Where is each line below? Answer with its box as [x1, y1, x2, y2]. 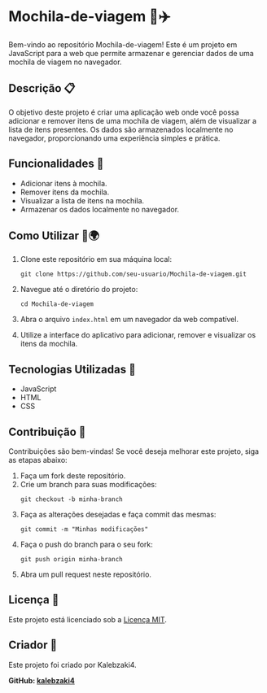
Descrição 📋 [8, 81, 76, 95]
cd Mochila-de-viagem [20, 300, 94, 308]
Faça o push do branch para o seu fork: [20, 539, 153, 549]
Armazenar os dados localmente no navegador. [20, 204, 180, 214]
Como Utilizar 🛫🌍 [8, 229, 100, 242]
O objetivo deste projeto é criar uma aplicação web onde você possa [8, 107, 239, 117]
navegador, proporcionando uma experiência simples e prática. [8, 133, 221, 143]
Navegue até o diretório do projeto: [20, 285, 138, 294]
